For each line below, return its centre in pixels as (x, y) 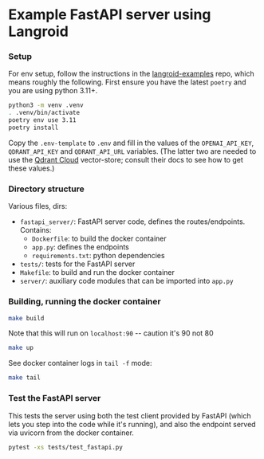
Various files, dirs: (38, 206)
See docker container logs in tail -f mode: (80, 363)
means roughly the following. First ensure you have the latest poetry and (127, 82)
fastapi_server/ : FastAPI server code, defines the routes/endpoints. (132, 222)
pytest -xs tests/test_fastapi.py (66, 447)
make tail (25, 378)
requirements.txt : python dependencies (98, 256)
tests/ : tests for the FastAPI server (77, 264)
